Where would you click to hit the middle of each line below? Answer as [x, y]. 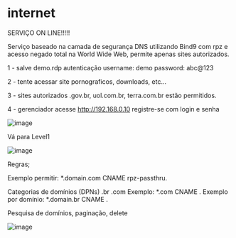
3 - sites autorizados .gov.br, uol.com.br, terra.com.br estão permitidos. [112, 95]
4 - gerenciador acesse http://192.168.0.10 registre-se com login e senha [113, 109]
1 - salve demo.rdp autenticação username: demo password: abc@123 [111, 67]
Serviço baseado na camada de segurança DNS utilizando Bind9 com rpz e [118, 46]
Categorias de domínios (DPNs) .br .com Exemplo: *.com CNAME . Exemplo [118, 191]
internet [31, 13]
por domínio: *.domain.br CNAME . [58, 199]
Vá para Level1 [29, 136]
